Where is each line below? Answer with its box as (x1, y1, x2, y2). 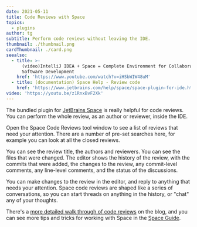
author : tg (6, 31, 33, 36)
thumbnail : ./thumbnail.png (6, 42, 75, 48)
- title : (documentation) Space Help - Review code (11, 80, 141, 86)
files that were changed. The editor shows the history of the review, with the (6, 154, 190, 161)
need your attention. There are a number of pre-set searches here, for (6, 130, 175, 137)
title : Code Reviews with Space (6, 14, 85, 20)
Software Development (21, 69, 75, 74)
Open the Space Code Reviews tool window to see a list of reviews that (6, 124, 178, 131)
